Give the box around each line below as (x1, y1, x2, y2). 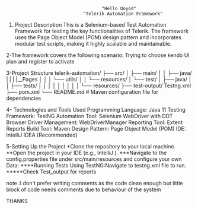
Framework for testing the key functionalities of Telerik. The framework (14, 27, 189, 34)
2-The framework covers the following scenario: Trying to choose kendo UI (6, 52, 190, 59)
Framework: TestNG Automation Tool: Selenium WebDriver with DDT (6, 113, 173, 119)
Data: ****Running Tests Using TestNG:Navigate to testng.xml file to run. (6, 162, 187, 169)
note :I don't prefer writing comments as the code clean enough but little (6, 180, 183, 186)
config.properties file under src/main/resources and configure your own (6, 156, 182, 163)
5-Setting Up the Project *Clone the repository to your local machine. (6, 143, 176, 150)
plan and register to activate (6, 58, 75, 65)
